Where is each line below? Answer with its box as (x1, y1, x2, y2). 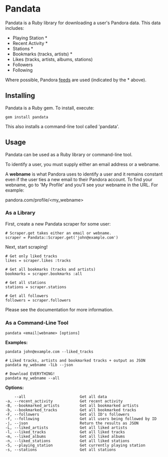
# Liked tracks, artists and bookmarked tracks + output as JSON (5, 358, 145, 363)
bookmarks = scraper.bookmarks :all (5, 271, 82, 276)
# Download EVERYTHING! (5, 371, 55, 376)
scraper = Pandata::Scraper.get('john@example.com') (5, 235, 119, 240)
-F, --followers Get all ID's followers (5, 412, 130, 417)
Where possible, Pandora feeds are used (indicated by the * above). (5, 77, 147, 83)
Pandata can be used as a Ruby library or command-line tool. (5, 151, 133, 157)
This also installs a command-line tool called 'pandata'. (5, 123, 120, 129)
